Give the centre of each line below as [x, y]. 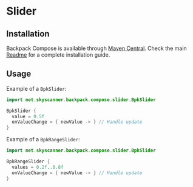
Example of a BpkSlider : [36, 88]
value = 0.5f [28, 116]
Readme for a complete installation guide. [58, 55]
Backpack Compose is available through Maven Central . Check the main [96, 48]
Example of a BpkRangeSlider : [43, 139]
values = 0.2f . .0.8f [38, 167]
